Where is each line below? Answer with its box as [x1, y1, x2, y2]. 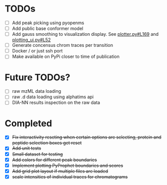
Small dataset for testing [12, 151, 63, 157]
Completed [5, 117, 52, 129]
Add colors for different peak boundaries [12, 157, 97, 163]
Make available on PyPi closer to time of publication [12, 53, 120, 59]
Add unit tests [12, 145, 41, 151]
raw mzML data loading [12, 88, 62, 94]
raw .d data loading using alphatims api [12, 94, 94, 100]
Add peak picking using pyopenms [12, 20, 84, 26]
